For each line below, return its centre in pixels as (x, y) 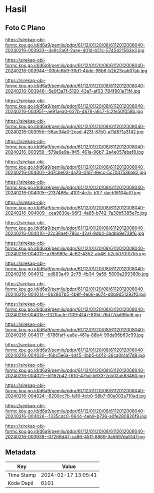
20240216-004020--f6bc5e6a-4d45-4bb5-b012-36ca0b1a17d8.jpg (75, 355)
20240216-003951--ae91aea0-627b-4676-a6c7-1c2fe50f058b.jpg (74, 111)
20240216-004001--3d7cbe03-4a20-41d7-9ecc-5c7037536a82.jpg (76, 172)
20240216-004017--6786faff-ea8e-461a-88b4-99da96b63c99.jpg (74, 335)
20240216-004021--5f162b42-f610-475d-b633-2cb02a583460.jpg (75, 376)
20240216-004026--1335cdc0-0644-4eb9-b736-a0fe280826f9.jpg (76, 416)
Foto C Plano (25, 28)
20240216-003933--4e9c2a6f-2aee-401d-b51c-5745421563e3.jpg (75, 50)
